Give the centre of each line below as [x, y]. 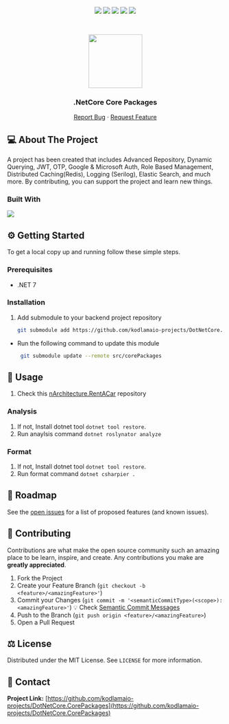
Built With [24, 199]
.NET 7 [26, 284]
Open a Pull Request [46, 622]
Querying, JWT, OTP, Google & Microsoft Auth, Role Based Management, [110, 167]
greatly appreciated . [37, 565]
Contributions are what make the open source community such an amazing [113, 550]
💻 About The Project [52, 140]
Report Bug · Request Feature [115, 117]
